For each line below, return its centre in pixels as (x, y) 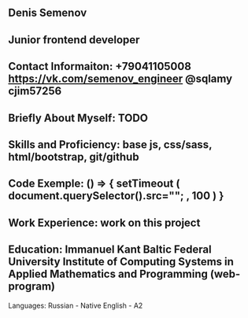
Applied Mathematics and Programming (108, 274)
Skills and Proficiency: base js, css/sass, (110, 144)
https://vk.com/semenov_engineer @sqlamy (120, 79)
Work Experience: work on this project (104, 222)
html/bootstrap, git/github (74, 157)
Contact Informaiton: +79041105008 (100, 67)
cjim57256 (35, 91)
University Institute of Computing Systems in (121, 262)
